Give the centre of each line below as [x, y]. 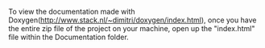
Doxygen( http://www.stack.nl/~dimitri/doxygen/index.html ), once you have [132, 20]
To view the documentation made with [72, 12]
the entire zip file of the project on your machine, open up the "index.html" [132, 28]
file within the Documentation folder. [68, 37]
